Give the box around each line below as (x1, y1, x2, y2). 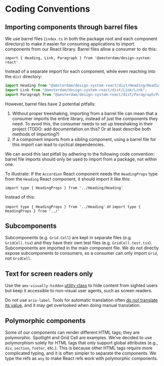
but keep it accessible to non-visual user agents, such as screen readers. (5, 288, 153, 294)
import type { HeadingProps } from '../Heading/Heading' (5, 185, 123, 190)
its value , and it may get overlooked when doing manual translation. (5, 303, 141, 308)
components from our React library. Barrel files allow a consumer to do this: (5, 46, 157, 52)
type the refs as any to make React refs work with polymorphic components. (5, 355, 158, 362)
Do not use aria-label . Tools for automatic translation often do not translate (5, 297, 158, 303)
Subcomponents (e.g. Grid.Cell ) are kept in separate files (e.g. (5, 235, 132, 241)
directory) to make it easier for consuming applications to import (5, 41, 135, 47)
